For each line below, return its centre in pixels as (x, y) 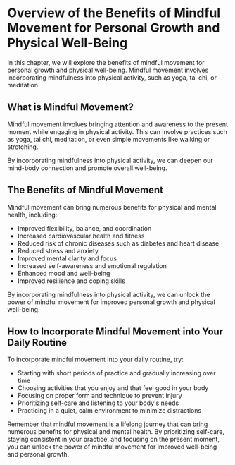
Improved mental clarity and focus (67, 258)
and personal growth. (38, 454)
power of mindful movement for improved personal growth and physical (112, 302)
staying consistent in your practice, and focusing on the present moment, (114, 440)
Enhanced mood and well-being (64, 273)
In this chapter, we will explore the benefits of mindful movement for (106, 62)
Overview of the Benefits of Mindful (114, 13)
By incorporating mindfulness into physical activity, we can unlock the (109, 294)
